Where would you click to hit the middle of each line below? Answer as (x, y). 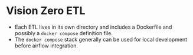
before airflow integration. (46, 46)
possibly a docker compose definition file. (64, 33)
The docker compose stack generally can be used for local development (101, 39)
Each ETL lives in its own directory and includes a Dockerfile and (93, 27)
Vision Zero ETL (46, 11)
